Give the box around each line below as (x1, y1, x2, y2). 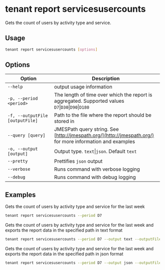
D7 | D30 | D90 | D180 (54, 104, 89, 111)
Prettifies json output (54, 158, 103, 165)
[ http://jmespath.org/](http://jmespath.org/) (54, 132, 154, 139)
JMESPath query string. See (54, 126, 119, 133)
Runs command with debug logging (54, 174, 136, 180)
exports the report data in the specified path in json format (5, 251, 124, 257)
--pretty (7, 158, 28, 164)
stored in (54, 118, 75, 125)
